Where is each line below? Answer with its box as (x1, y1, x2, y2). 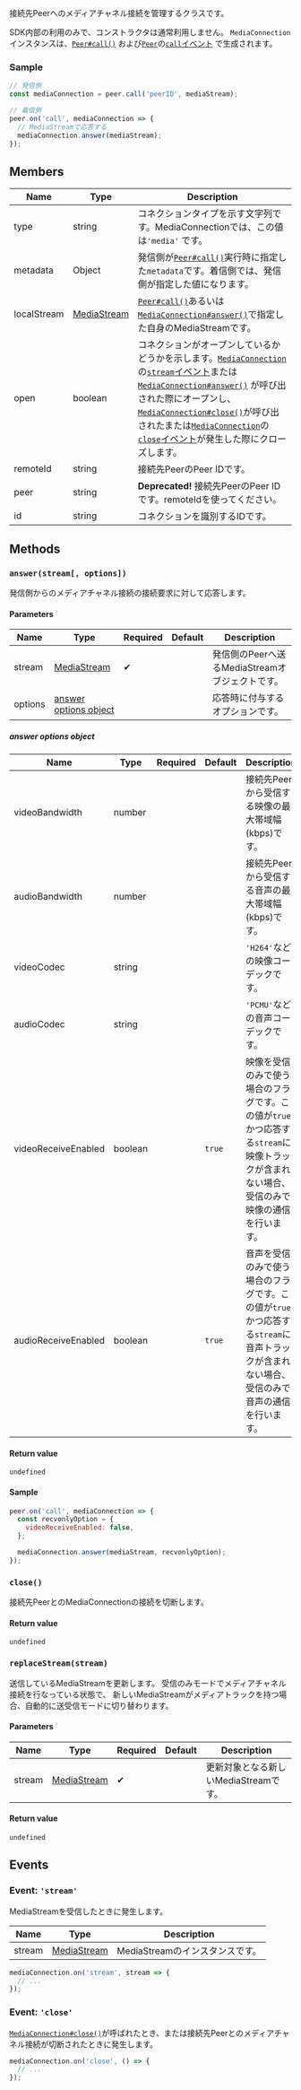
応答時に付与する (211, 692, 285, 704)
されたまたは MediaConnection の (137, 420, 270, 432)
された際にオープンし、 (137, 393, 236, 405)
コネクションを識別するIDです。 (137, 510, 271, 523)
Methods (9, 541, 61, 556)
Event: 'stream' (9, 1885, 78, 1897)
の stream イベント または (137, 366, 237, 379)
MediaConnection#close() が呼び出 (137, 406, 279, 419)
